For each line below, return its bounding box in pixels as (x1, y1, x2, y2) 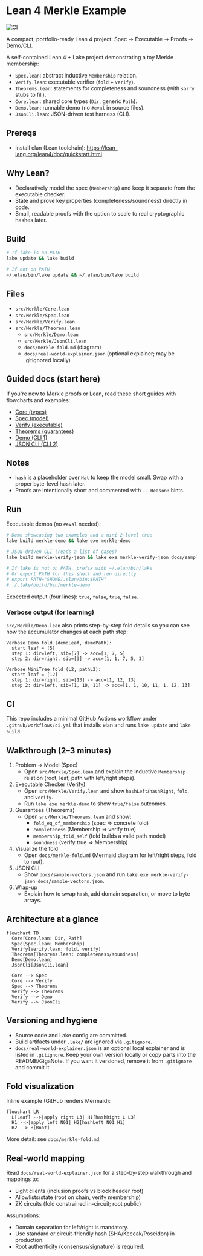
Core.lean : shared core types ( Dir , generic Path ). (14, 98, 138, 105)
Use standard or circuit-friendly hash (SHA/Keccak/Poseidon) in (14, 1230, 175, 1237)
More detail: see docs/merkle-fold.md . (6, 1135, 101, 1143)
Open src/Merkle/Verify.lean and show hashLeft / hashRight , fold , (24, 787, 189, 795)
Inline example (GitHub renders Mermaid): (6, 1097, 111, 1105)
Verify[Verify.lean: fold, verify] (11, 946, 101, 952)
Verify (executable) (14, 421, 63, 428)
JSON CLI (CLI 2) (14, 440, 59, 448)
